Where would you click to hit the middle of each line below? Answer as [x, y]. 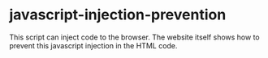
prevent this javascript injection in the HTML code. [93, 45]
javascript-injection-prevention [118, 15]
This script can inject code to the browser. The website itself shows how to [134, 37]
